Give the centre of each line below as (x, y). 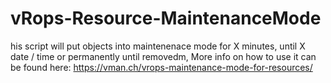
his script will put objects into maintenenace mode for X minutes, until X (158, 46)
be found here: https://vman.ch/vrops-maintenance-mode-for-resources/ (161, 67)
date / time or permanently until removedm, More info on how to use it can (163, 56)
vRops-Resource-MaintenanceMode (166, 18)
